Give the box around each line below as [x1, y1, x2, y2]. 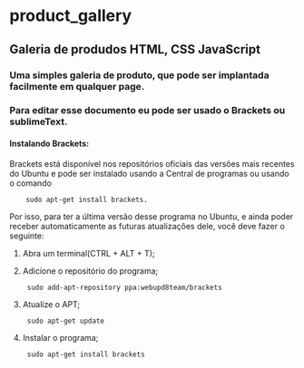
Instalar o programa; [22, 332, 99, 343]
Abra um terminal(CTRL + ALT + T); [22, 247, 156, 258]
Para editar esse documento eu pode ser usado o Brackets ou [9, 104, 286, 117]
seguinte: [9, 230, 44, 241]
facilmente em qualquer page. [9, 80, 145, 92]
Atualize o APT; [22, 298, 81, 309]
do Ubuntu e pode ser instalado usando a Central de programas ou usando [9, 168, 289, 179]
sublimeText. [9, 115, 68, 128]
